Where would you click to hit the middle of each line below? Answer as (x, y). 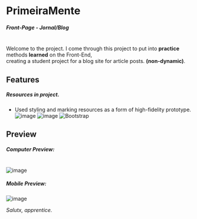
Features (23, 80)
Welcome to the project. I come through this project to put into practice (93, 49)
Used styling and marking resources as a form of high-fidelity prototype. (103, 109)
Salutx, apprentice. (29, 210)
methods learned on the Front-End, (49, 55)
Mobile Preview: (26, 184)
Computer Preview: (30, 149)
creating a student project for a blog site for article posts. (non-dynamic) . (96, 61)
